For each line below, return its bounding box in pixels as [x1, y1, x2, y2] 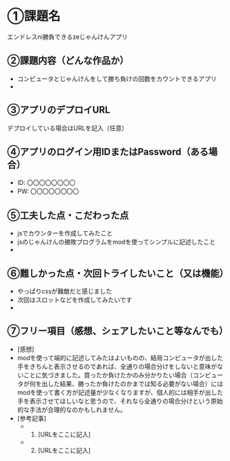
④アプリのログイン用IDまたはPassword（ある [7, 145, 209, 158]
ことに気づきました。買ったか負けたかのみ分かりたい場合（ [23, 370, 193, 379]
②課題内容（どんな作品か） [7, 55, 129, 66]
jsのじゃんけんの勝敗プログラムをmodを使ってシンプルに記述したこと [17, 238, 216, 246]
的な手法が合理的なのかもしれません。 [17, 405, 126, 414]
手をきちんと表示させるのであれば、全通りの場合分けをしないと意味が [17, 362, 218, 370]
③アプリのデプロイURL [7, 104, 111, 116]
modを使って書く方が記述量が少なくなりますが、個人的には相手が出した [17, 388, 224, 397]
